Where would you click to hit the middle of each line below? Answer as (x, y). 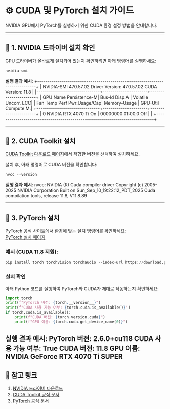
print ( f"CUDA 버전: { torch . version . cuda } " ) (60, 317)
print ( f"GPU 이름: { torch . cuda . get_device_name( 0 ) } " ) (71, 322)
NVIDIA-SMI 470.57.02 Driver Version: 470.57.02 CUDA (100, 86)
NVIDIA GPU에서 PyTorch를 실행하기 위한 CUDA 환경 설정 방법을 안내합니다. (81, 25)
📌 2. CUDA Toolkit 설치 (40, 141)
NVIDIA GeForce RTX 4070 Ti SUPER (64, 356)
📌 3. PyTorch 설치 (32, 218)
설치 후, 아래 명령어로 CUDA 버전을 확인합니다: (51, 165)
